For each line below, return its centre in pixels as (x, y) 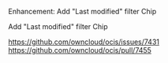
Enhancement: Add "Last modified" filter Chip (82, 11)
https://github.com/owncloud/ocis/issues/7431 (84, 42)
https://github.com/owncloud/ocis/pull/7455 (80, 50)
